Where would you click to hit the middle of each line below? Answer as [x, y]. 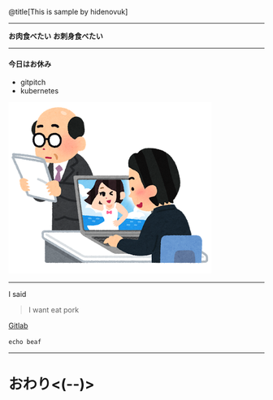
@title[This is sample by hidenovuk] [68, 12]
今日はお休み [30, 63]
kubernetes [39, 91]
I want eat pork [54, 310]
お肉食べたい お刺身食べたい [56, 36]
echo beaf [25, 342]
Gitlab [18, 326]
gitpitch [33, 82]
